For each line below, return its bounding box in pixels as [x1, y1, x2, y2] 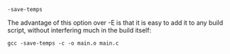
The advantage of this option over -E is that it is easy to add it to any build [7, 18, 224, 27]
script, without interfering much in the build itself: [7, 26, 151, 34]
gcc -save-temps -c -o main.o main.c [7, 40, 119, 47]
